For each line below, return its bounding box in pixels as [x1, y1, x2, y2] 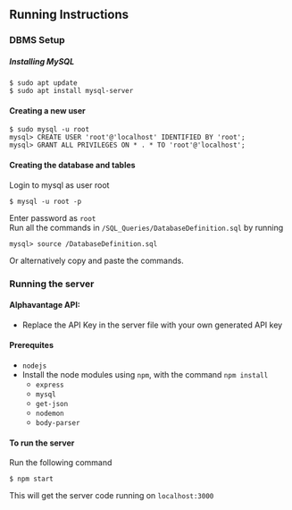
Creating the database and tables [9, 160, 136, 171]
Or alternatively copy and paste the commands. [9, 255, 185, 266]
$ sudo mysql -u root [9, 125, 90, 134]
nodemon [35, 409, 64, 419]
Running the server [9, 277, 95, 290]
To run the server [9, 438, 75, 448]
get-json [35, 400, 69, 409]
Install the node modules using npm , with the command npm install [21, 370, 269, 380]
